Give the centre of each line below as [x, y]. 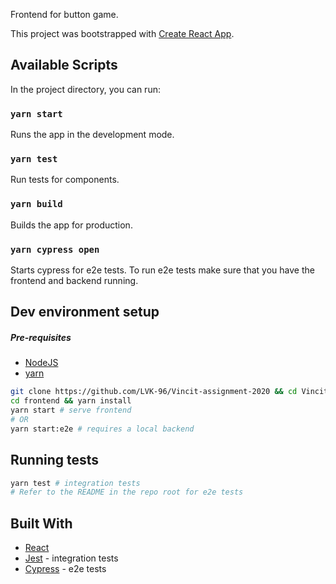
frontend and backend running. [74, 280]
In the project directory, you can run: [85, 89]
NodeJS [41, 363]
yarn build [36, 204]
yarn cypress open [55, 249]
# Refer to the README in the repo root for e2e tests [127, 492]
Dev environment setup [85, 312]
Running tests [55, 460]
